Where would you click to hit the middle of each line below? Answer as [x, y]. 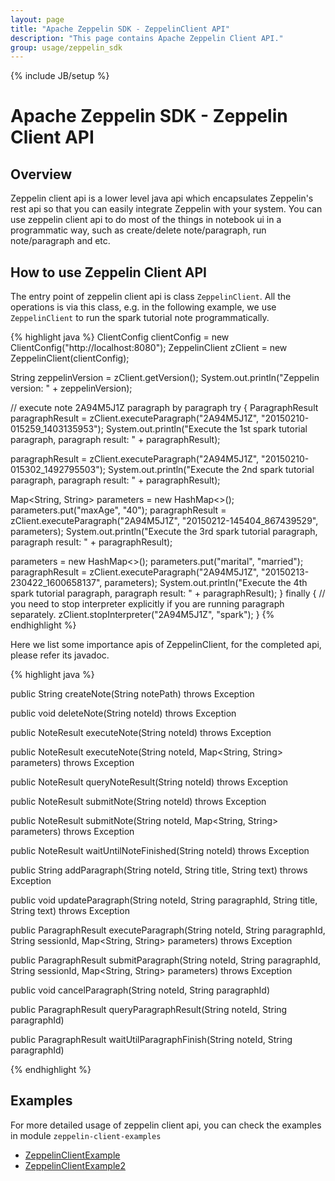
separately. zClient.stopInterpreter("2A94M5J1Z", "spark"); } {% [142, 615]
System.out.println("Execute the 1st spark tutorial [206, 429]
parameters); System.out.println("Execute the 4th [206, 583]
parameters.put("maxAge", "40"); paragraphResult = [118, 510]
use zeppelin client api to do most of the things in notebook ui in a [146, 220]
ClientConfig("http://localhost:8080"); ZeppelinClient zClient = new [149, 348]
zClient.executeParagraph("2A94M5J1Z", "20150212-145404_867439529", [164, 521]
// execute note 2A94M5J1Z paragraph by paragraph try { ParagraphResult [164, 408]
